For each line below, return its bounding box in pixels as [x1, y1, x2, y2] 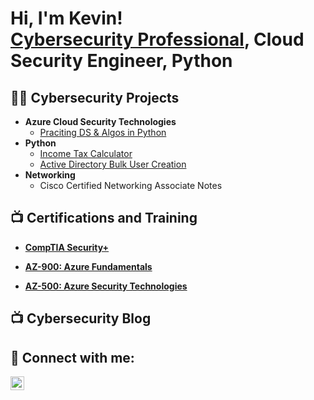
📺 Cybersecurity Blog [10, 310, 152, 327]
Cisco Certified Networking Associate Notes [39, 180, 223, 191]
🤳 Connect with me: [10, 349, 135, 366]
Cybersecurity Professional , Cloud [10, 28, 305, 51]
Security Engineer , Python [10, 50, 233, 72]
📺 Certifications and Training [10, 210, 198, 227]
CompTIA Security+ [24, 241, 110, 253]
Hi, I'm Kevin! [10, 7, 123, 30]
